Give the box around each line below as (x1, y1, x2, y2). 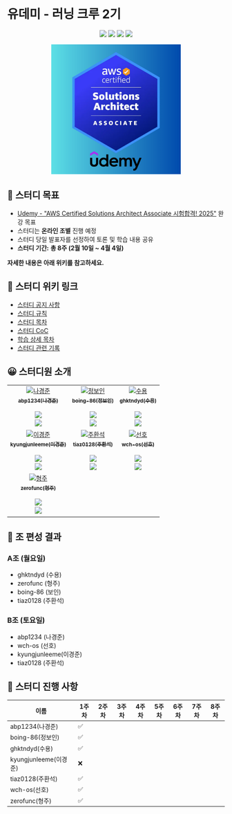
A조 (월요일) (7, 553, 46, 563)
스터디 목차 (17, 318, 48, 326)
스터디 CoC (17, 326, 49, 334)
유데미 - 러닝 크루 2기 (7, 6, 122, 22)
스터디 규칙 (17, 309, 48, 317)
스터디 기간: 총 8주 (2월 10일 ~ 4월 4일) (17, 244, 124, 252)
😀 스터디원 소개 (7, 365, 71, 377)
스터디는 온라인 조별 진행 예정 (17, 226, 97, 235)
